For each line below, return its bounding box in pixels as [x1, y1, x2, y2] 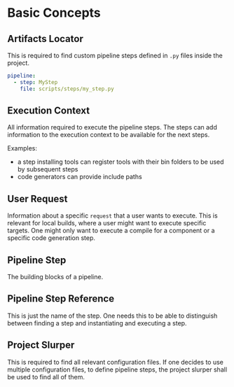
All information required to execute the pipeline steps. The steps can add [7, 123, 217, 132]
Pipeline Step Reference [7, 293, 114, 305]
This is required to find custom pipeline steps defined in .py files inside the [7, 51, 223, 59]
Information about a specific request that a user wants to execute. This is [7, 211, 219, 220]
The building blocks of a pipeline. [7, 273, 104, 281]
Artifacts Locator [7, 33, 84, 45]
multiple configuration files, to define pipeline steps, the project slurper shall [7, 365, 228, 374]
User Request [7, 192, 68, 204]
